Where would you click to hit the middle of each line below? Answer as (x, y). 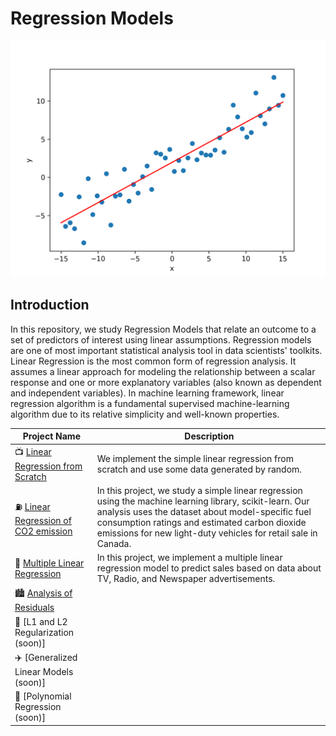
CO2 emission (43, 531)
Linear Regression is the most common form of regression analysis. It (153, 361)
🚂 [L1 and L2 (41, 621)
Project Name (51, 436)
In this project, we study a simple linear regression (199, 490)
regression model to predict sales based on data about (209, 568)
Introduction (50, 305)
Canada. (114, 543)
